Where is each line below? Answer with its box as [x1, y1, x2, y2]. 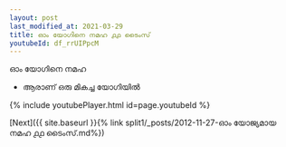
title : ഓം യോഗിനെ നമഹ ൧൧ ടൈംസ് [9, 30, 151, 39]
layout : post [9, 13, 59, 23]
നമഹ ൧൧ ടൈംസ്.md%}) [9, 128, 105, 139]
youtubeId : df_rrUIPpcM [9, 38, 100, 48]
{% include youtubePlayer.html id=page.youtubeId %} [9, 100, 211, 111]
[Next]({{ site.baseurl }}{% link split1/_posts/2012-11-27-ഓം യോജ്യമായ [9, 117, 277, 128]
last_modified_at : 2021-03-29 [9, 22, 124, 31]
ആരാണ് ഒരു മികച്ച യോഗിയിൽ [22, 82, 140, 93]
